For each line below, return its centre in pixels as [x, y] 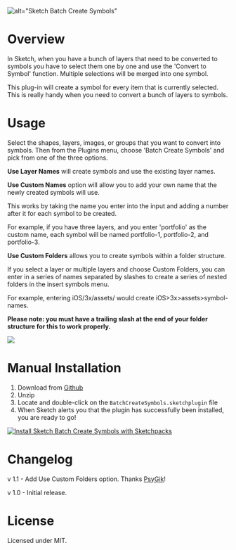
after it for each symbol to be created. [62, 213]
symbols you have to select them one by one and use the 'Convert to [107, 66]
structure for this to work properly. [59, 326]
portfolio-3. [24, 242]
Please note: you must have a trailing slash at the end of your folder [108, 319]
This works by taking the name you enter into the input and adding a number [118, 206]
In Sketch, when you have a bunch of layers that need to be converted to [112, 58]
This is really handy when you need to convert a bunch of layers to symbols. [118, 94]
